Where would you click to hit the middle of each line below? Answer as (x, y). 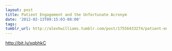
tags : (11, 24)
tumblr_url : (18, 29)
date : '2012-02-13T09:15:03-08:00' (43, 19)
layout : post (19, 10)
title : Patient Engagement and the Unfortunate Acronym (66, 15)
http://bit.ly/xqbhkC (26, 43)
